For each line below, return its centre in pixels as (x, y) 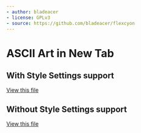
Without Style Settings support (67, 109)
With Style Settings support (60, 76)
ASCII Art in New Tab (60, 53)
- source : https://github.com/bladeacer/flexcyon (71, 23)
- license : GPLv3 (28, 18)
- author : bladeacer (33, 12)
